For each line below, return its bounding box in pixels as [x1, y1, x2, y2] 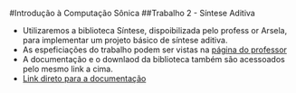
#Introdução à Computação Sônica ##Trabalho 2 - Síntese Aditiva [9, 8, 255, 18]
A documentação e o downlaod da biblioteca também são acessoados [22, 54, 285, 64]
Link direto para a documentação [22, 73, 147, 84]
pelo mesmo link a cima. [22, 63, 113, 74]
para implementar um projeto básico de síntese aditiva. [22, 35, 228, 45]
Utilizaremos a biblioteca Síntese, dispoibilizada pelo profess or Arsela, [22, 25, 288, 35]
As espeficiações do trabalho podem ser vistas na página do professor [22, 44, 288, 55]
